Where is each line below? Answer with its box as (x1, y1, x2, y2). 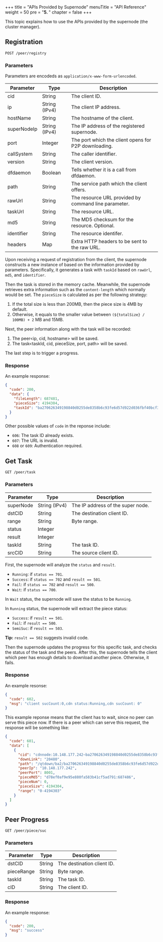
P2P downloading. (71, 143, 113, 150)
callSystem (7, 151, 33, 157)
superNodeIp (7, 126, 38, 133)
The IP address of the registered (71, 122, 145, 129)
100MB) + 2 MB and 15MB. (12, 317, 64, 323)
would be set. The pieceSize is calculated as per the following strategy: (5, 292, 148, 298)
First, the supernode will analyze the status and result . (5, 561, 116, 568)
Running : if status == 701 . (12, 571, 64, 577)
